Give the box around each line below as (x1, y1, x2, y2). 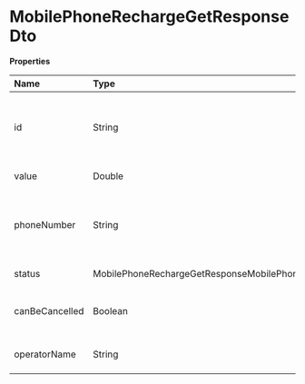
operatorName (14, 348, 77, 360)
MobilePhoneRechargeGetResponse (9, 6, 290, 27)
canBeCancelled (14, 304, 84, 317)
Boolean (93, 304, 129, 317)
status (14, 267, 41, 280)
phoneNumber (14, 218, 76, 231)
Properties (9, 55, 51, 66)
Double (93, 170, 124, 182)
